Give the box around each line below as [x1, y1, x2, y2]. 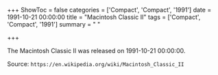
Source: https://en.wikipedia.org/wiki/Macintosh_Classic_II [7, 60, 184, 67]
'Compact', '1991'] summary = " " [7, 20, 101, 28]
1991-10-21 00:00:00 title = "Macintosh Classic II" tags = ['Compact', [7, 13, 201, 21]
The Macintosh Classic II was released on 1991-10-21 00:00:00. [7, 47, 186, 55]
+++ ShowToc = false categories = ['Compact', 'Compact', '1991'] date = [7, 6, 212, 14]
